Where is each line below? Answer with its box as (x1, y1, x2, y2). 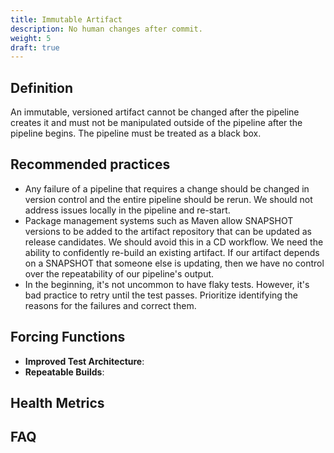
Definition (10, 79, 73, 96)
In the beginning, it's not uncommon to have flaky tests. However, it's (24, 278, 310, 290)
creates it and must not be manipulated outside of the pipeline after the (10, 117, 303, 129)
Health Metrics (10, 395, 105, 412)
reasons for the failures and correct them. (24, 299, 197, 311)
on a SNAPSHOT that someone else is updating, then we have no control (24, 257, 325, 269)
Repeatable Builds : (24, 366, 105, 378)
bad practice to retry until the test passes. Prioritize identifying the (24, 289, 298, 301)
